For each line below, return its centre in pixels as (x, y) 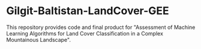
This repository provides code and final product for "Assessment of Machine (101, 27)
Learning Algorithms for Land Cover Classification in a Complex (85, 33)
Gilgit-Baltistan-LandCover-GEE (88, 11)
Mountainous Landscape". (38, 40)
